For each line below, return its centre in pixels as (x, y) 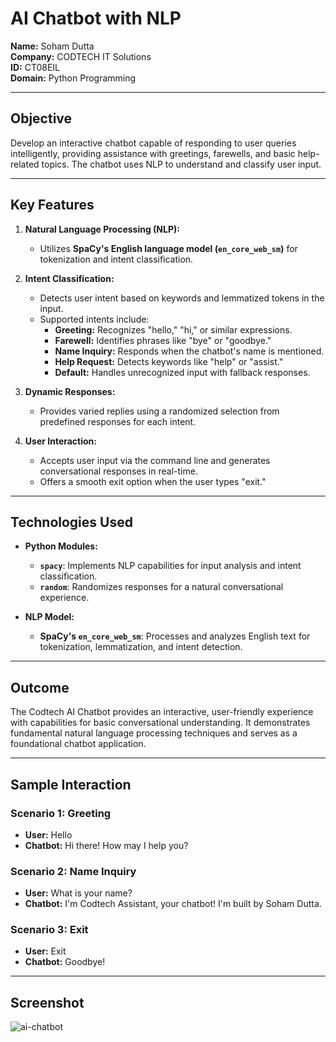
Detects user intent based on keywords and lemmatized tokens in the (182, 298)
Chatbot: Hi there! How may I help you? (106, 845)
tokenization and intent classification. (116, 259)
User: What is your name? (78, 893)
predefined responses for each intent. (118, 421)
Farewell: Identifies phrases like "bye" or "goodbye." (163, 340)
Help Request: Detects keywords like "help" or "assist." (169, 361)
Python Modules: (61, 546)
